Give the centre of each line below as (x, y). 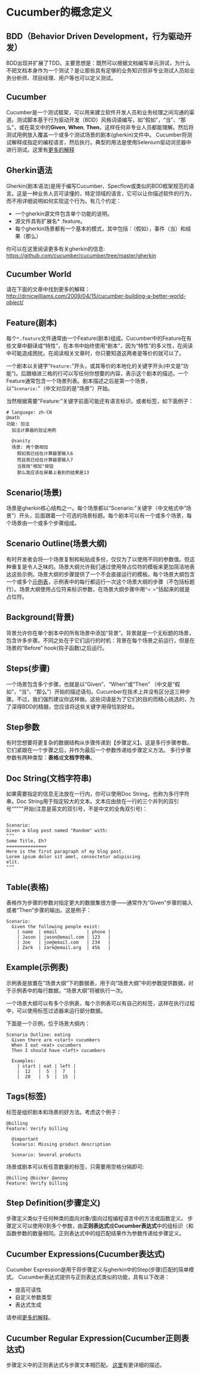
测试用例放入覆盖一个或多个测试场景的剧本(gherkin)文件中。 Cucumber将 (97, 135)
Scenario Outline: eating (38, 1035)
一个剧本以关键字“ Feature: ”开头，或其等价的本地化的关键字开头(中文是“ (95, 366)
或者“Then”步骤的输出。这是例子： (49, 910)
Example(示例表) (37, 967)
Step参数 (23, 727)
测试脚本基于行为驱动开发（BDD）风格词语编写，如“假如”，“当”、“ (99, 120)
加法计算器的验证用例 (34, 431)
